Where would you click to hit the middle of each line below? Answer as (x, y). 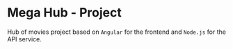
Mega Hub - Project (64, 13)
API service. (24, 39)
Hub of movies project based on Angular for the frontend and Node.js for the (116, 32)
